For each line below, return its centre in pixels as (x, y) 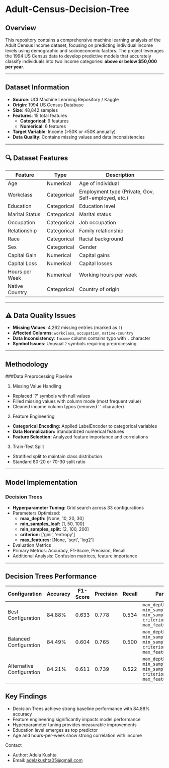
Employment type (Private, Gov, (116, 191)
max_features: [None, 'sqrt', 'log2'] (57, 540)
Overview (21, 28)
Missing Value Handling (37, 386)
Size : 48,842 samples (35, 110)
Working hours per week (108, 275)
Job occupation (98, 222)
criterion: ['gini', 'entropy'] (48, 534)
